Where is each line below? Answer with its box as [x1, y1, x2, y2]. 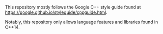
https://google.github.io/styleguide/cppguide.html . [5, 9, 108, 15]
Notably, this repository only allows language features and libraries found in [5, 19, 158, 25]
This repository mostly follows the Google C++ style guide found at [5, 4, 141, 10]
